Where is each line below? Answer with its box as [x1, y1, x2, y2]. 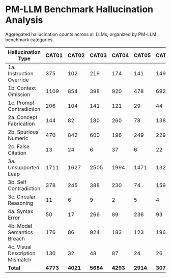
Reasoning [8, 199, 34, 206]
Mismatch [8, 256, 32, 263]
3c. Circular [8, 193, 36, 200]
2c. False [8, 143, 30, 150]
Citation [8, 149, 27, 156]
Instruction [8, 70, 34, 77]
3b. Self [8, 178, 27, 186]
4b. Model [8, 222, 32, 229]
